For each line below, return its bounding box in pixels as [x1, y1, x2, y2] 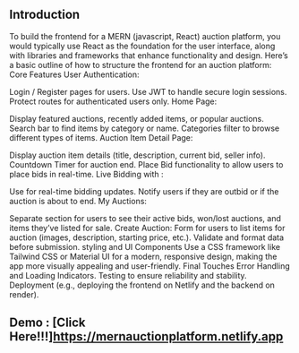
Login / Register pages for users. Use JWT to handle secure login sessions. [9, 86, 287, 97]
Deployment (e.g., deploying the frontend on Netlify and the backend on [9, 280, 276, 290]
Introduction [9, 7, 81, 22]
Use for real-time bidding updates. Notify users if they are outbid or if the [9, 185, 279, 196]
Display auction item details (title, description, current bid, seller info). [9, 150, 266, 160]
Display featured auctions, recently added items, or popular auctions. [9, 113, 264, 124]
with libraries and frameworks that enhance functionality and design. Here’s [9, 49, 288, 61]
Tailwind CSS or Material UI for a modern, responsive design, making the [9, 251, 278, 262]
